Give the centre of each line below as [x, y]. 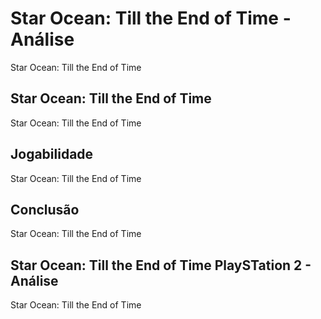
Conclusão [45, 209]
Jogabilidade [52, 154]
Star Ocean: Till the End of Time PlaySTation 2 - [161, 265]
